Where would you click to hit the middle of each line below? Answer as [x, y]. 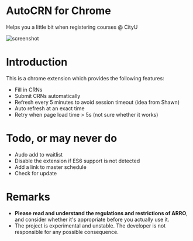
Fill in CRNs [28, 90]
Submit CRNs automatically [47, 96]
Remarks [28, 197]
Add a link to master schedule [50, 167]
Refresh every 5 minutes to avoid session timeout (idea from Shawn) [97, 102]
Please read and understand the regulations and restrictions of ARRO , [101, 213]
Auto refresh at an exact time [49, 108]
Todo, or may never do [62, 138]
